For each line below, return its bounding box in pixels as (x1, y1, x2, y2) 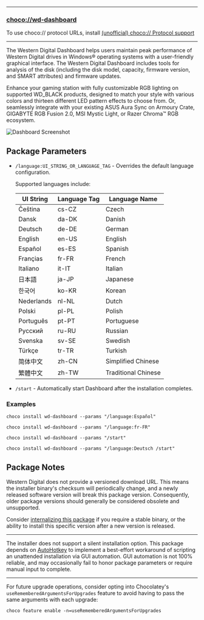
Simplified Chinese (105, 357, 160, 365)
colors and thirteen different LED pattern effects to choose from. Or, (6, 97, 176, 105)
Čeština (18, 205, 41, 213)
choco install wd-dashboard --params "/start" (6, 435, 126, 441)
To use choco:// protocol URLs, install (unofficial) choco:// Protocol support (6, 29, 194, 36)
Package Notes (6, 462, 65, 472)
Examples (6, 400, 36, 408)
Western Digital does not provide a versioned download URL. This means (6, 478, 189, 486)
